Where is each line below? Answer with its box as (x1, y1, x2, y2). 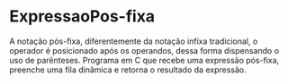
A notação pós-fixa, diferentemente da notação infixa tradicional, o (9, 36, 258, 46)
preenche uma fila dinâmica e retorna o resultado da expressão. (9, 64, 247, 75)
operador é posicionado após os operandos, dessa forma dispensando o (9, 45, 280, 55)
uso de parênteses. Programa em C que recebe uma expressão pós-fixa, (9, 55, 280, 65)
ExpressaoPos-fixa (9, 6, 156, 27)
